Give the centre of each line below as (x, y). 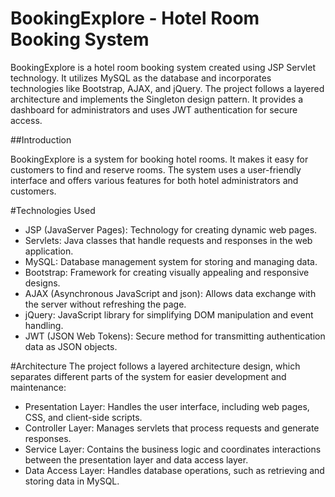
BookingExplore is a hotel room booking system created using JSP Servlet (163, 67)
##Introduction (41, 139)
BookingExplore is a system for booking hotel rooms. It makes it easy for (159, 159)
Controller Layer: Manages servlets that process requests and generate (172, 428)
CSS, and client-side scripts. (83, 417)
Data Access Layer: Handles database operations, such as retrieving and (174, 470)
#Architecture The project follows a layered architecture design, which (155, 366)
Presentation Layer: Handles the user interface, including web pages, (167, 406)
